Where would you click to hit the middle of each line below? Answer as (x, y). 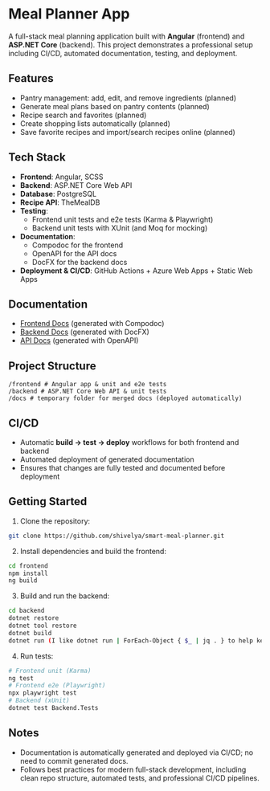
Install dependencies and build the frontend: (93, 551)
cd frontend (28, 566)
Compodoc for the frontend (78, 245)
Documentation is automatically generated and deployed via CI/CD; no (137, 752)
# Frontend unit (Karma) (50, 671)
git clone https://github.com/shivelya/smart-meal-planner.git (117, 536)
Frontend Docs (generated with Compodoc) (92, 324)
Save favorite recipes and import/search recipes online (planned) (127, 132)
